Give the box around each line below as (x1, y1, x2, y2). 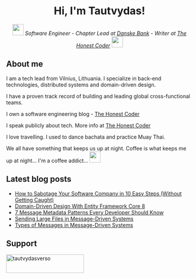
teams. (6, 99, 23, 106)
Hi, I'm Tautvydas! (53, 4, 146, 18)
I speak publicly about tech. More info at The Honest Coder (6, 121, 151, 129)
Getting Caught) (14, 196, 54, 203)
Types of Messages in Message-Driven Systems (14, 221, 133, 229)
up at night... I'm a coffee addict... (6, 157, 89, 164)
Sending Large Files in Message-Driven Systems (14, 215, 134, 222)
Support (6, 238, 37, 248)
